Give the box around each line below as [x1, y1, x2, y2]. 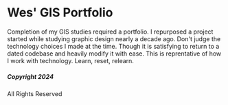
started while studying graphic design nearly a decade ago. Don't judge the [7, 34, 221, 43]
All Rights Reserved [7, 89, 62, 97]
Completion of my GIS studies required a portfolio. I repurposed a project [7, 27, 214, 36]
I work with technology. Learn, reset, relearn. [7, 56, 134, 65]
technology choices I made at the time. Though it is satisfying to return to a [7, 42, 220, 50]
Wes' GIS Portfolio [7, 5, 113, 21]
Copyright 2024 [7, 72, 54, 80]
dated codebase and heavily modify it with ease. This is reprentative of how [7, 49, 222, 58]
